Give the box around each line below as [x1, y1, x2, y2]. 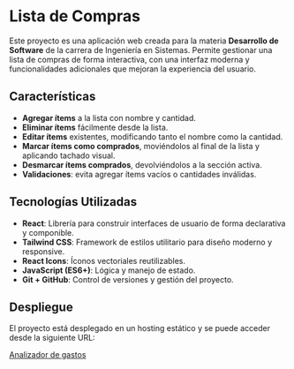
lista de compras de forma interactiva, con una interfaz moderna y [9, 54, 250, 64]
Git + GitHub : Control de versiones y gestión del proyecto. [21, 274, 234, 284]
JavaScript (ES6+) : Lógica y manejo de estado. [21, 265, 196, 275]
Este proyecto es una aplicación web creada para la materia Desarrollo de [9, 35, 280, 46]
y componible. [21, 227, 75, 237]
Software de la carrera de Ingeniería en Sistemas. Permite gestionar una [9, 44, 273, 55]
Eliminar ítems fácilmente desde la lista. [21, 122, 169, 132]
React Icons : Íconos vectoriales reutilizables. [21, 255, 186, 266]
